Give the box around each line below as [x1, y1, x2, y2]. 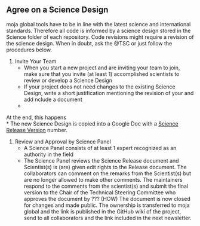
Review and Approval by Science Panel [14, 138, 112, 145]
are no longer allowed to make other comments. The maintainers [23, 176, 183, 183]
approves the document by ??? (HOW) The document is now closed [23, 195, 191, 202]
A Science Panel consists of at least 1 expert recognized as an [23, 144, 177, 151]
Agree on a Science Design [6, 5, 109, 15]
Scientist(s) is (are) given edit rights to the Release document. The [23, 163, 187, 170]
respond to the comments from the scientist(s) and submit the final [23, 182, 189, 190]
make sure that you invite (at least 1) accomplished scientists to [23, 70, 180, 77]
